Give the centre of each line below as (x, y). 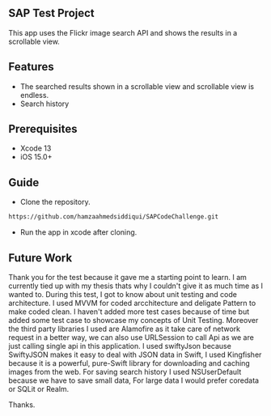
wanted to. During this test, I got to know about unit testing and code (123, 294)
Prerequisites (43, 129)
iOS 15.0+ (36, 157)
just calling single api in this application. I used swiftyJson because (120, 346)
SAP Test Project (51, 13)
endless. (34, 95)
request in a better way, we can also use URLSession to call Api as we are (131, 337)
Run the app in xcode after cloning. (78, 232)
